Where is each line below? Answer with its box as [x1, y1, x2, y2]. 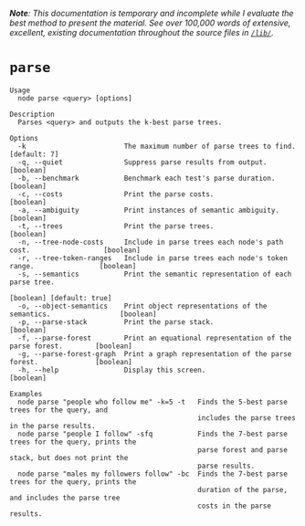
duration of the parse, [197, 485, 288, 494]
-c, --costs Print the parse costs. [17, 189, 215, 199]
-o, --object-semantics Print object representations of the [17, 301, 268, 310]
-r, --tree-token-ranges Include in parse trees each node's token [17, 253, 288, 263]
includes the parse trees [197, 413, 297, 423]
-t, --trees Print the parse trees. [17, 221, 215, 231]
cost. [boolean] [9, 246, 142, 255]
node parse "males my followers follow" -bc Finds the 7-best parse [17, 469, 288, 479]
